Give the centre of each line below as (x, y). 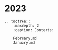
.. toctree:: (17, 21)
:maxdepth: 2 (26, 25)
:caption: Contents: (34, 30)
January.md (24, 42)
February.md (25, 38)
